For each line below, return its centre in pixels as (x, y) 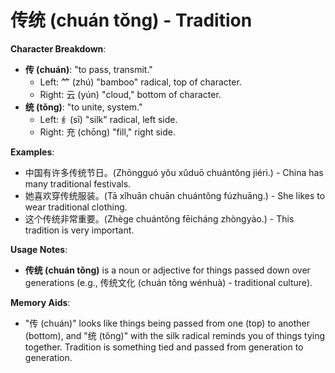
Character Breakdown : (58, 48)
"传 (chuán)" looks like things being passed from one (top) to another (167, 323)
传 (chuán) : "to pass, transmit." (88, 69)
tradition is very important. (79, 230)
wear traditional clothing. (76, 207)
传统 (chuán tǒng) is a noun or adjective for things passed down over (167, 270)
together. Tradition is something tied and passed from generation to (164, 347)
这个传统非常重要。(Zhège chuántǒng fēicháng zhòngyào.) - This (159, 218)
